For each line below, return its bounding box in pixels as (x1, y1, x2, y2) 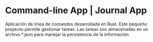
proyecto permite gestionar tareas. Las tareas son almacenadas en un (5, 26, 149, 32)
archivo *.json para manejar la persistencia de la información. (5, 31, 130, 37)
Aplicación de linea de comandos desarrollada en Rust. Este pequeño (5, 21, 148, 27)
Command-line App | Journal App (5, 5, 147, 16)
